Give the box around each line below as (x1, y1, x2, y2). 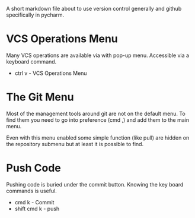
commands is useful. (6, 187, 57, 194)
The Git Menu (6, 90, 74, 104)
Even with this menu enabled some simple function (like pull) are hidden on (6, 134, 190, 141)
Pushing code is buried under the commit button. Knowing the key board (6, 181, 184, 188)
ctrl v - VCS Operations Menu (14, 69, 87, 77)
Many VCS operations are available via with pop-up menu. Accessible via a (6, 52, 190, 59)
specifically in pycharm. (6, 11, 65, 18)
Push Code (6, 162, 61, 175)
